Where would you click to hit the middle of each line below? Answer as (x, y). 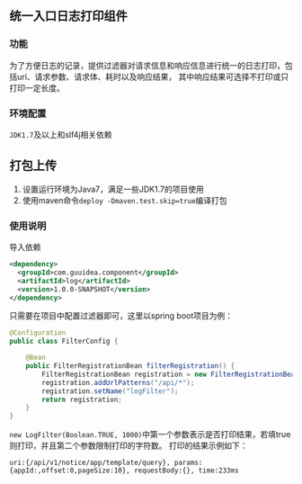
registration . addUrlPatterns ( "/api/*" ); (118, 382)
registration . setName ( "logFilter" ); (110, 391)
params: (188, 463)
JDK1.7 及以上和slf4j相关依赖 (61, 134)
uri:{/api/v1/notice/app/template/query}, (90, 463)
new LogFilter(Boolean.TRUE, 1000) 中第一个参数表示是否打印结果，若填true (150, 435)
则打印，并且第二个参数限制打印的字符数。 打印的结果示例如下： (129, 446)
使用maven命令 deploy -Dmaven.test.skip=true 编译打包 (124, 200)
